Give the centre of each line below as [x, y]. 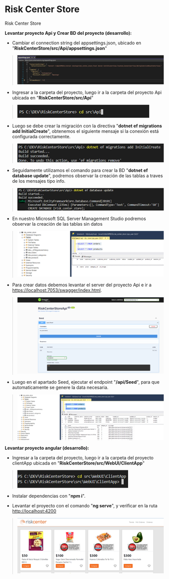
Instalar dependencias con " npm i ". [49, 496]
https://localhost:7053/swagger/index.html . [57, 290]
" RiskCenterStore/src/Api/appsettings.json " [60, 48]
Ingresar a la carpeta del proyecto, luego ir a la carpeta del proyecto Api [87, 92]
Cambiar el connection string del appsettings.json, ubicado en [77, 43]
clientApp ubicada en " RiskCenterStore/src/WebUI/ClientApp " [78, 463]
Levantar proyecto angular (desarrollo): [47, 448]
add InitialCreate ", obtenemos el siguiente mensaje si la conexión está [86, 131]
